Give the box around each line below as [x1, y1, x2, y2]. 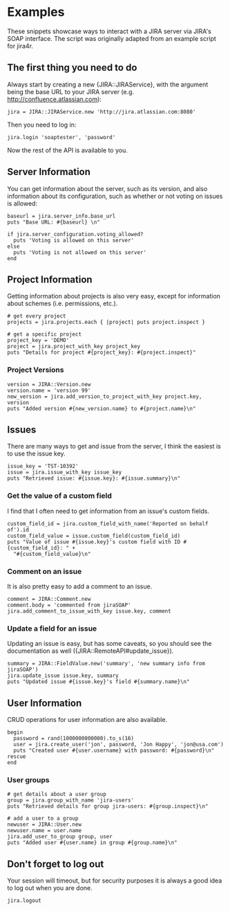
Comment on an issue [7, 566, 82, 576]
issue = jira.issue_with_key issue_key [7, 469, 122, 476]
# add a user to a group [7, 815, 79, 822]
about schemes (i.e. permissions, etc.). [7, 299, 118, 308]
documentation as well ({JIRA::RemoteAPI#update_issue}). [7, 647, 174, 655]
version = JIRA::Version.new [7, 381, 91, 388]
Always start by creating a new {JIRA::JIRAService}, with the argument [7, 80, 209, 89]
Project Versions [7, 365, 64, 375]
